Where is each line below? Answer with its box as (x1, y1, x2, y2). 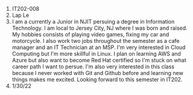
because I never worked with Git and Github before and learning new (11, 70, 184, 76)
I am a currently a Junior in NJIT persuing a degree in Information (11, 18, 175, 25)
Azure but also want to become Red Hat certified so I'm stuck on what (11, 57, 186, 64)
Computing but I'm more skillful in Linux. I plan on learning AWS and (11, 50, 181, 57)
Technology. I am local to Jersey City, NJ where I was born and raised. (11, 24, 188, 31)
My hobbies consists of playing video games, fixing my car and (11, 31, 169, 38)
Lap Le (11, 11, 30, 19)
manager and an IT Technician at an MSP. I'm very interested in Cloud (11, 44, 186, 51)
